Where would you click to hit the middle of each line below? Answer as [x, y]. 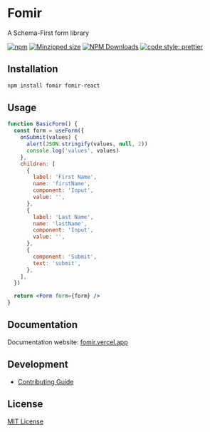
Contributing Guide [46, 381]
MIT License [26, 421]
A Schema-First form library [48, 33]
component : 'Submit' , [65, 257]
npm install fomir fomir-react [54, 86]
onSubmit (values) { [49, 138]
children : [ [38, 164]
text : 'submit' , [57, 263]
